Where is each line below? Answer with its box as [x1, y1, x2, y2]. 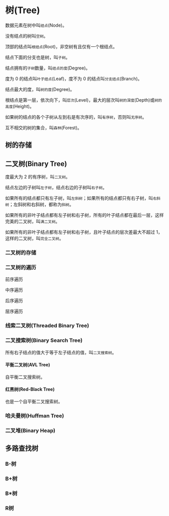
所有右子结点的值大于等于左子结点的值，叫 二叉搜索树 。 [5, 349, 117, 355]
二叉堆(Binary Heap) [5, 427, 55, 434]
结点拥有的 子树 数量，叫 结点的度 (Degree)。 [5, 65, 91, 71]
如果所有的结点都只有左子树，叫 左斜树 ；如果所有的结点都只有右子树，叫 [5, 195, 153, 201]
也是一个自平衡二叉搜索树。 [5, 398, 63, 404]
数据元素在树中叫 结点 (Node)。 [5, 22, 67, 28]
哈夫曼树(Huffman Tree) [5, 412, 64, 419]
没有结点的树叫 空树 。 [5, 33, 48, 39]
